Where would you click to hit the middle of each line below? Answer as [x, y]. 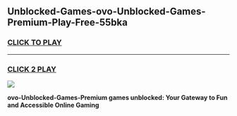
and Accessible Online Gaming [53, 105]
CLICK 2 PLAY [32, 69]
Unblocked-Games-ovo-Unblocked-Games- [107, 12]
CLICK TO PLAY [35, 43]
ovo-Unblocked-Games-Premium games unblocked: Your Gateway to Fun [117, 97]
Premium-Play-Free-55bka [68, 23]
